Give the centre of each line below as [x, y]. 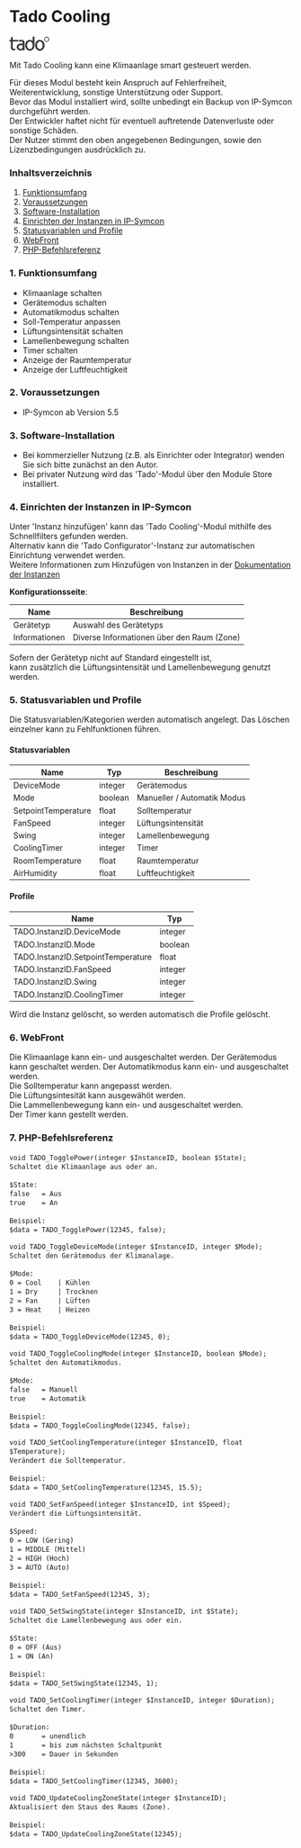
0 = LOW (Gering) [42, 1540]
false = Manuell [44, 1389]
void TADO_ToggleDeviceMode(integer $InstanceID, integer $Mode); [136, 1247]
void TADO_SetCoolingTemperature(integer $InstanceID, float [126, 1442]
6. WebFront [37, 1038]
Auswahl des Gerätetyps [118, 625]
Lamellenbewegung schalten [75, 340]
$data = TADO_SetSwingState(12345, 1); [84, 1683]
